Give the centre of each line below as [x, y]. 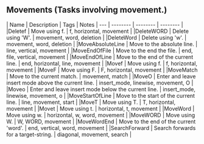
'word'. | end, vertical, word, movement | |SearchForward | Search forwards [101, 128]
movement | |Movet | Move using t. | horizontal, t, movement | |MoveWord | [100, 108]
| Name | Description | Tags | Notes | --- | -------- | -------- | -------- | [95, 24]
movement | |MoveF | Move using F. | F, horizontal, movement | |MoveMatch [102, 70]
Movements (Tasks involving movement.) [87, 10]
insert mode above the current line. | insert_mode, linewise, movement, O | [100, 83]
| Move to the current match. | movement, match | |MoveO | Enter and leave [101, 76]
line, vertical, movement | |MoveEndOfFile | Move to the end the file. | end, [100, 50]
